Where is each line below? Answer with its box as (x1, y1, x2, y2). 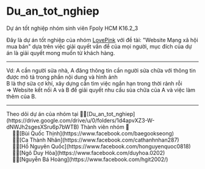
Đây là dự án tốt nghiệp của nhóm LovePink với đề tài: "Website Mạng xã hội (6, 36, 198, 43)
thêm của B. (6, 93, 37, 100)
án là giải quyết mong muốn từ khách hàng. (6, 49, 115, 56)
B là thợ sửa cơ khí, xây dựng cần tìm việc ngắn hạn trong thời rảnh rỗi (6, 79, 182, 87)
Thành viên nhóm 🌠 (80, 123, 130, 131)
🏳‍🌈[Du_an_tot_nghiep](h (79, 110, 135, 117)
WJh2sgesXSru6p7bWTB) (6, 123, 79, 131)
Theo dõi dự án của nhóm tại (6, 110, 79, 117)
